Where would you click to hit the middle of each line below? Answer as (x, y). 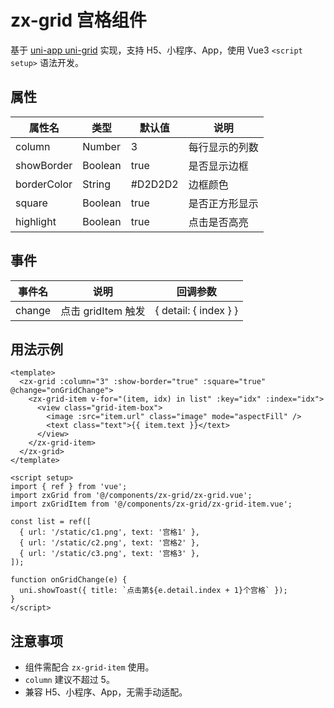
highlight (36, 221)
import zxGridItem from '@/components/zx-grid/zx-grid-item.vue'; (151, 504)
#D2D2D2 (154, 184)
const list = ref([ (51, 522)
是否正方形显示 (223, 203)
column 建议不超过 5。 (69, 680)
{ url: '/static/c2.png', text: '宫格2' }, (109, 543)
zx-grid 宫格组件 (78, 20)
